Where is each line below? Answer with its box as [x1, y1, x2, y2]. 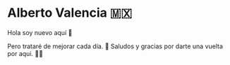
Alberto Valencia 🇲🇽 [7, 5, 133, 21]
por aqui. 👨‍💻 [7, 49, 44, 57]
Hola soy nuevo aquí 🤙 [7, 28, 73, 36]
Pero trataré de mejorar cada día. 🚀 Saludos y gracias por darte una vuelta [7, 42, 224, 50]
